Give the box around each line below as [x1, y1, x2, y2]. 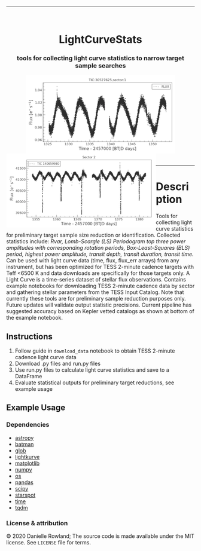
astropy [14, 434, 34, 441]
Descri [156, 180, 190, 194]
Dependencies [6, 421, 50, 429]
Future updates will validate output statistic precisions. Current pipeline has [6, 301, 192, 308]
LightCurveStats [59, 33, 142, 47]
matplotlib [14, 460, 40, 467]
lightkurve [14, 453, 40, 460]
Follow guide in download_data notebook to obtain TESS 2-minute [14, 347, 175, 354]
